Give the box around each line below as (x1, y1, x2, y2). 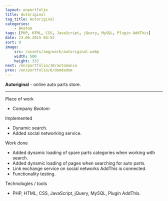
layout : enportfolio (5, 7, 48, 12)
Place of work (5, 96, 34, 101)
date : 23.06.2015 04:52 (5, 35, 55, 40)
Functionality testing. (12, 171, 56, 176)
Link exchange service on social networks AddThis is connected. (12, 165, 146, 171)
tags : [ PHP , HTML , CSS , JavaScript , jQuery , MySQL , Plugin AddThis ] (5, 30, 151, 35)
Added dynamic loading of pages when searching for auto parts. (12, 160, 146, 166)
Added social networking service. (12, 130, 82, 136)
